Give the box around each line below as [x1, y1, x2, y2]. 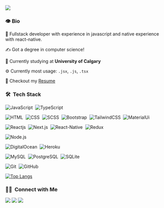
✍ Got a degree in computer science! [5, 47, 85, 53]
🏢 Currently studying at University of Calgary [5, 58, 101, 64]
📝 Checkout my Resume [5, 78, 56, 84]
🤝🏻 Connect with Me [5, 186, 58, 193]
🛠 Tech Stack [5, 91, 42, 98]
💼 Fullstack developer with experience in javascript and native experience [5, 31, 159, 37]
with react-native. [5, 37, 42, 43]
